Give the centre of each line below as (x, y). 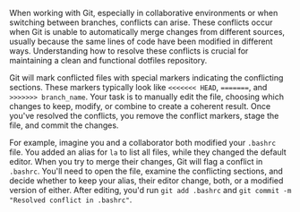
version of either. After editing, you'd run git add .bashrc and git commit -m (150, 190)
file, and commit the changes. (64, 125)
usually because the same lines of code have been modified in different (141, 41)
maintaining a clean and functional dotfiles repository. (108, 60)
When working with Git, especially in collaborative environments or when (144, 13)
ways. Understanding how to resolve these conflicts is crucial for (129, 51)
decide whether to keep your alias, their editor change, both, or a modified (146, 181)
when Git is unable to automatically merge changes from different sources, (147, 32)
